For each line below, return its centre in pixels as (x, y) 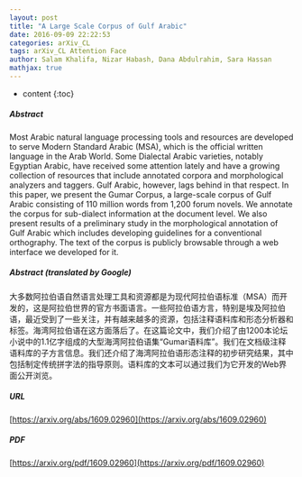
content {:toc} (48, 93)
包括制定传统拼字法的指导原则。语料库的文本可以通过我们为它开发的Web (144, 364)
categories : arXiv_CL (50, 43)
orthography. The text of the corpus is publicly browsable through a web (144, 242)
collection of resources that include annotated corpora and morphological (146, 175)
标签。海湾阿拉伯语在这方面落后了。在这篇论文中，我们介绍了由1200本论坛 (149, 330)
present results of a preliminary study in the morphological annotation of (144, 223)
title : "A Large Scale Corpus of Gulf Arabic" (98, 26)
